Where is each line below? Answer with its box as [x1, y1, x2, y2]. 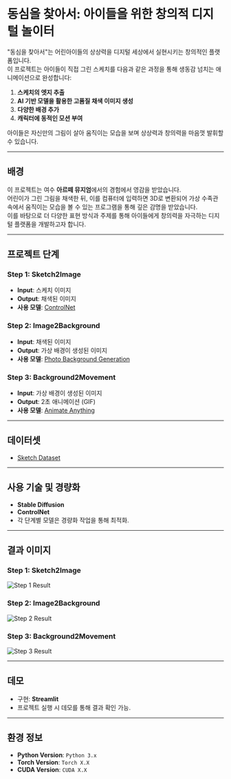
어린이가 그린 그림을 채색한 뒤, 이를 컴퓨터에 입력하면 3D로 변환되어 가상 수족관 [7, 194, 219, 202]
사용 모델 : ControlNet [16, 303, 76, 312]
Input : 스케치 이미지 [16, 286, 71, 294]
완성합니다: [42, 73, 72, 81]
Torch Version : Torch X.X [16, 758, 90, 766]
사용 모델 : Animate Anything [16, 406, 95, 414]
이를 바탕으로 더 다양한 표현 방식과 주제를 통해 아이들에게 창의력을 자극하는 [7, 211, 208, 219]
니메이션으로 [7, 73, 41, 81]
